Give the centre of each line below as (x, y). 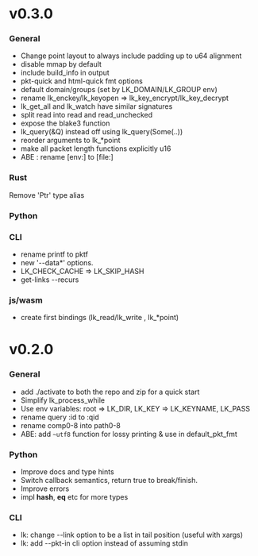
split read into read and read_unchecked (87, 115)
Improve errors (45, 488)
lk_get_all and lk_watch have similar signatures (96, 106)
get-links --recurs (50, 280)
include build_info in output (65, 73)
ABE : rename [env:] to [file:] (67, 157)
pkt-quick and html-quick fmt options (82, 81)
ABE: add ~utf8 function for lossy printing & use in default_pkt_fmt (129, 434)
